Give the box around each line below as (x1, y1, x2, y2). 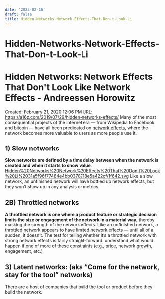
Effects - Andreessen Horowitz (5, 92, 136, 103)
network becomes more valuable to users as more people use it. (5, 130, 137, 136)
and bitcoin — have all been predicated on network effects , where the (5, 125, 148, 131)
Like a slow (130, 173, 153, 179)
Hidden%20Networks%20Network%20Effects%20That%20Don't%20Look (5, 168, 160, 174)
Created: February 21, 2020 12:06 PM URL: (5, 109, 93, 115)
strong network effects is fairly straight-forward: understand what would (5, 238, 154, 244)
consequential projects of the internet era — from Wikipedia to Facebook (5, 119, 155, 125)
